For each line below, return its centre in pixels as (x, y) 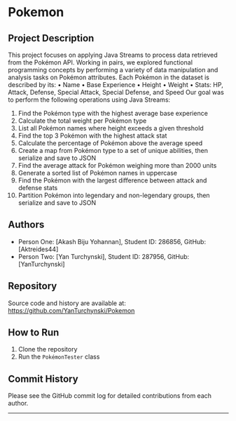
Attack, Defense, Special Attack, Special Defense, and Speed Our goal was (116, 92)
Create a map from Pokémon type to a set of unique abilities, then (113, 151)
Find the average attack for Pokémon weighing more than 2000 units (117, 165)
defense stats (38, 188)
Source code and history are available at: (67, 303)
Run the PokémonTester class (59, 357)
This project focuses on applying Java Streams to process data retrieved (113, 55)
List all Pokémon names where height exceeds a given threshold (111, 128)
